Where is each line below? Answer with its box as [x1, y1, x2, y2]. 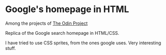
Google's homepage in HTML [5, 4, 129, 15]
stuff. [5, 45, 16, 51]
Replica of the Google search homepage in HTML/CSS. [5, 30, 120, 36]
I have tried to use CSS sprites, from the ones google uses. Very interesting [5, 39, 161, 46]
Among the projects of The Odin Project [5, 20, 88, 26]
